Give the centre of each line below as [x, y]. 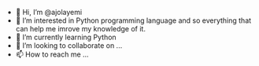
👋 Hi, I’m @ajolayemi [49, 12]
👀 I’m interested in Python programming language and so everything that [133, 20]
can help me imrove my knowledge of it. [80, 29]
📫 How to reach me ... [52, 54]
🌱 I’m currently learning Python [66, 37]
